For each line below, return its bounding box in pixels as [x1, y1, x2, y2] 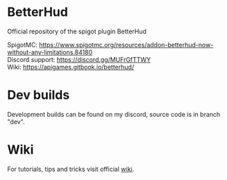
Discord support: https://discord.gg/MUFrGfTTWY [7, 55, 151, 63]
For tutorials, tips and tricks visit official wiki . [7, 165, 135, 173]
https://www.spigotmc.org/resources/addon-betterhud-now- [39, 40, 214, 49]
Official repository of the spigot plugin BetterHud [7, 27, 147, 35]
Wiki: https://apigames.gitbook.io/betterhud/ [7, 63, 134, 71]
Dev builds [7, 88, 70, 103]
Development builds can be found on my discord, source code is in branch [7, 110, 221, 118]
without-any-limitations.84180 [7, 48, 93, 56]
